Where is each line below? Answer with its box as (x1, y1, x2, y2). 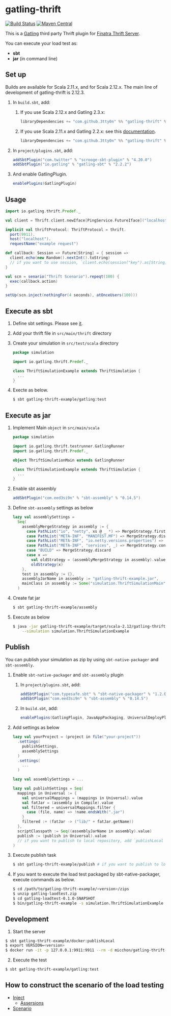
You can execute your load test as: (5, 40, 78, 46)
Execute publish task (12, 852, 56, 858)
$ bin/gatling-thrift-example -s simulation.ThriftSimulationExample (12, 901, 164, 906)
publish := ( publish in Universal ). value (17, 833, 107, 838)
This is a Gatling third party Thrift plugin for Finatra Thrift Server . (5, 30, 140, 36)
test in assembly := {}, (22, 572, 75, 577)
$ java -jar (12, 624, 38, 629)
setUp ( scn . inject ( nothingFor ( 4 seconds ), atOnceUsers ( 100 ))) (5, 292, 138, 298)
